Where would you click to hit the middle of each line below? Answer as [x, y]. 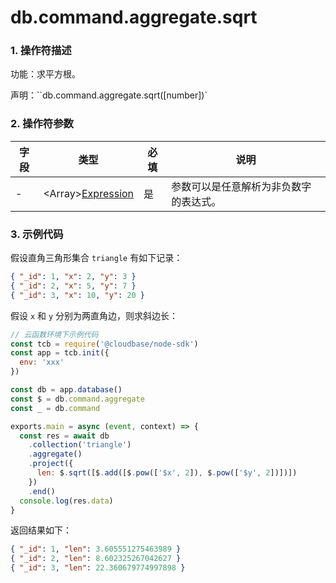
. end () [42, 491]
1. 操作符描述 [41, 51]
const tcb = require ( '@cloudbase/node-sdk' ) [104, 344]
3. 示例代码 [37, 234]
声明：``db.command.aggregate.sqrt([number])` [109, 95]
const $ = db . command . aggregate [77, 399]
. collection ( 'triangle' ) [80, 445]
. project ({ [51, 464]
